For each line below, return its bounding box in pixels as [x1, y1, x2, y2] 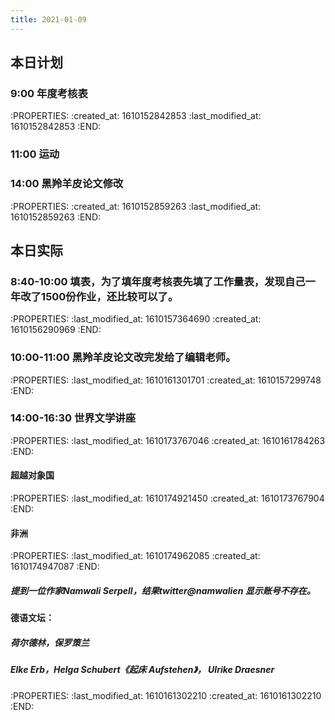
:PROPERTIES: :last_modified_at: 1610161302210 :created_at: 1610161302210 [10, 689, 322, 701]
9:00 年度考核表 [10, 86, 88, 100]
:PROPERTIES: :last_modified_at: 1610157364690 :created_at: [10, 313, 262, 325]
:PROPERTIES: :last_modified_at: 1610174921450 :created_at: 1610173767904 [10, 492, 325, 505]
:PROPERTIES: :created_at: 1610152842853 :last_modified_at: [10, 110, 262, 122]
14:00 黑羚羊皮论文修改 [10, 177, 124, 191]
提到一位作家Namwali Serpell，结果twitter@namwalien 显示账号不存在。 [10, 584, 316, 596]
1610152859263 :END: [10, 211, 102, 223]
